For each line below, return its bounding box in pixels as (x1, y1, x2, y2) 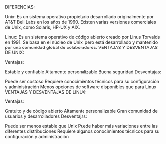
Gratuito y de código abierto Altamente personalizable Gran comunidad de (5, 108, 158, 114)
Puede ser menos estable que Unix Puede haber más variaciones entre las (5, 123, 158, 129)
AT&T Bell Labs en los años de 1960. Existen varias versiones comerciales (5, 19, 156, 25)
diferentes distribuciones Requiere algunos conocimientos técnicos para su (5, 128, 160, 134)
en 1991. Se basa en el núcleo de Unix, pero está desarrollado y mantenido (5, 39, 158, 45)
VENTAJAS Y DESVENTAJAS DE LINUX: (5, 89, 87, 95)
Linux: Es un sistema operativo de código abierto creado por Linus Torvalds (5, 34, 160, 40)
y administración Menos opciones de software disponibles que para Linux (5, 84, 157, 90)
